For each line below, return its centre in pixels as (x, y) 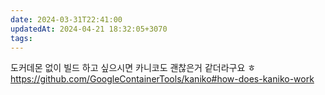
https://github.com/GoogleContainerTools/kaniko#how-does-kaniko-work (162, 79)
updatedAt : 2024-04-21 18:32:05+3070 (89, 29)
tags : (21, 38)
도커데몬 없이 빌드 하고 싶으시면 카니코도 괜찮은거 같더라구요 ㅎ (133, 68)
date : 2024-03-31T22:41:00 (66, 19)
